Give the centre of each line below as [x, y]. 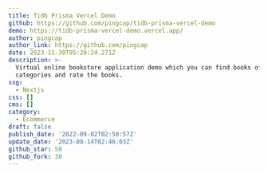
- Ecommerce [35, 120]
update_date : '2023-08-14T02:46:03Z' [71, 142]
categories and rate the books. [69, 75]
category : [25, 112]
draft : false [30, 127]
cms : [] [21, 104]
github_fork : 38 [35, 156]
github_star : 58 [35, 149]
